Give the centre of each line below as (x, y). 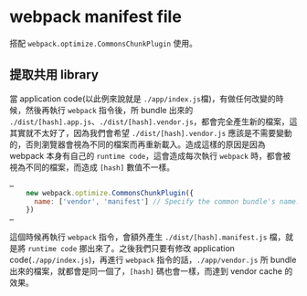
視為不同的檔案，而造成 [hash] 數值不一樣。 (92, 167)
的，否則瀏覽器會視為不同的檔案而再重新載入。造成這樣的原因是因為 (138, 144)
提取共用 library (54, 75)
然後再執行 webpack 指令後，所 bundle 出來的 (109, 110)
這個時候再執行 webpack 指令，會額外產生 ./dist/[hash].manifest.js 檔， (148, 237)
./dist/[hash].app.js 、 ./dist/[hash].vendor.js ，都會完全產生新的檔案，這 (153, 122)
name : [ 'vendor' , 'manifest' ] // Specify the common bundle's (154, 201)
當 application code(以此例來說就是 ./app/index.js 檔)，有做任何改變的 (143, 99)
